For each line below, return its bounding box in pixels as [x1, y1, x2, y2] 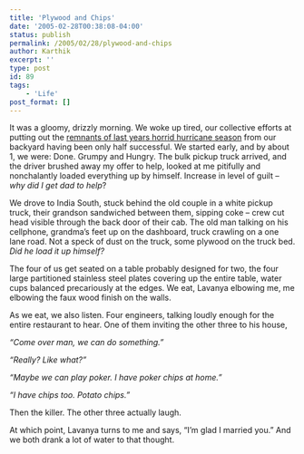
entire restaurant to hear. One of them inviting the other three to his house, [9, 319, 288, 331]
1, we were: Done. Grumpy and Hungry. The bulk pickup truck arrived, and [9, 151, 288, 162]
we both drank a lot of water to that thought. [9, 434, 175, 445]
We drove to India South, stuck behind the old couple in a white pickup [9, 198, 274, 208]
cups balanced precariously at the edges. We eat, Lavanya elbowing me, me [9, 283, 295, 294]
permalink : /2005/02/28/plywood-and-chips [9, 38, 172, 48]
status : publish [9, 30, 71, 39]
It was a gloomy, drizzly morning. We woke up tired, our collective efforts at [9, 122, 292, 133]
